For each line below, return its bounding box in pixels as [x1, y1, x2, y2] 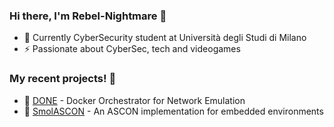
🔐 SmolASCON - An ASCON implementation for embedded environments [23, 105, 324, 117]
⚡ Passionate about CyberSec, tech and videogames [23, 43, 241, 55]
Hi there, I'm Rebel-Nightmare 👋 [9, 9, 167, 23]
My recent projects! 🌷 [9, 72, 117, 86]
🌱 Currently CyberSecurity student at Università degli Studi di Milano [23, 32, 307, 44]
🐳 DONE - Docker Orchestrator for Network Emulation [23, 94, 246, 106]
